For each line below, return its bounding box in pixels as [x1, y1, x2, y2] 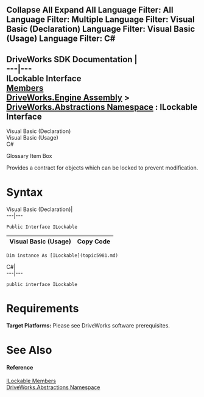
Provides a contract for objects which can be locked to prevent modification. [6, 164, 199, 171]
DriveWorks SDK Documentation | [6, 54, 138, 65]
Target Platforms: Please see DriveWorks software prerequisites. [6, 322, 171, 329]
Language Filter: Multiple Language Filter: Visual [6, 15, 195, 25]
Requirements [6, 302, 79, 316]
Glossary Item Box [6, 152, 52, 160]
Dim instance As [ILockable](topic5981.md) [6, 252, 119, 259]
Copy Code [77, 237, 111, 246]
